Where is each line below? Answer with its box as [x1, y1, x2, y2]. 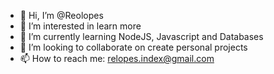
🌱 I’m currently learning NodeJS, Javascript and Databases [19, 31, 264, 42]
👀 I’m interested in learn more [19, 20, 142, 32]
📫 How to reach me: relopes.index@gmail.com [19, 53, 215, 64]
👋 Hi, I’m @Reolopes [19, 10, 104, 21]
